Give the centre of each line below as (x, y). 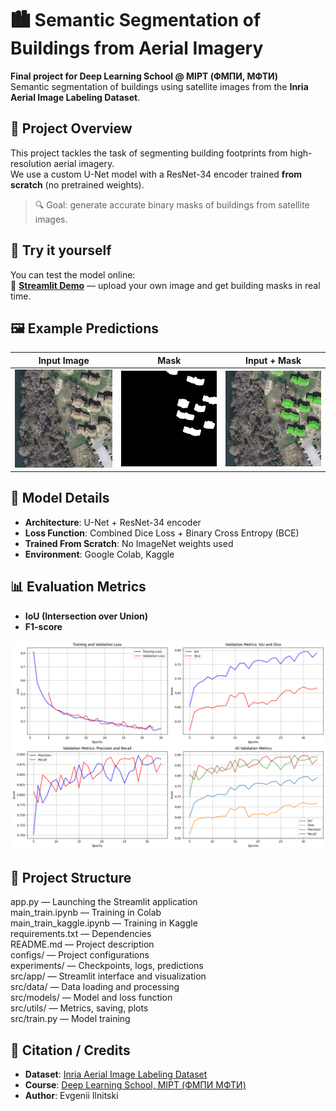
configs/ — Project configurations (80, 955)
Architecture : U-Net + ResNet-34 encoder (113, 522)
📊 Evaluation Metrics (78, 587)
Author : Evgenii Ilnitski (71, 1096)
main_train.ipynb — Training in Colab (86, 913)
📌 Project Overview (71, 128)
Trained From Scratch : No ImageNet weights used (129, 543)
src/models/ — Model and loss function (91, 998)
